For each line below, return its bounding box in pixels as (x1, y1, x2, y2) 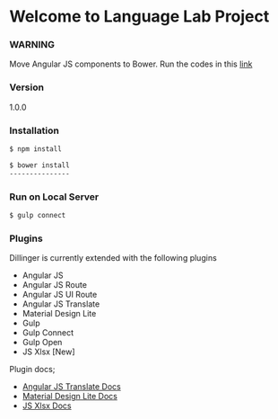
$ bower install (9, 160, 70, 170)
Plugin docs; (9, 364, 56, 375)
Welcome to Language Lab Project (9, 6, 270, 27)
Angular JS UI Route (22, 290, 98, 300)
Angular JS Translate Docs (22, 381, 121, 392)
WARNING (9, 39, 56, 51)
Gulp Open (22, 337, 63, 348)
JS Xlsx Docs (22, 400, 72, 411)
